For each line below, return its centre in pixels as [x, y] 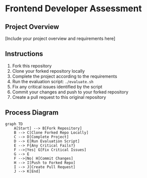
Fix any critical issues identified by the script [57, 87]
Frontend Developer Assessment [73, 9]
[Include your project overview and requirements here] [60, 38]
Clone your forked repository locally [48, 71]
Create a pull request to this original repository [59, 97]
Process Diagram [32, 113]
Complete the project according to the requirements [65, 76]
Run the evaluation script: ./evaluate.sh [53, 81]
